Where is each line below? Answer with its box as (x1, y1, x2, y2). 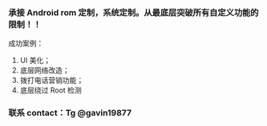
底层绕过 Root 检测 (19, 85, 82, 95)
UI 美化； (19, 56, 51, 65)
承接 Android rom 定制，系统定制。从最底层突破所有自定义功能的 (8, 6, 259, 18)
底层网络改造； (19, 65, 70, 75)
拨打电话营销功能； (19, 76, 84, 85)
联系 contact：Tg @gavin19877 (8, 108, 132, 119)
